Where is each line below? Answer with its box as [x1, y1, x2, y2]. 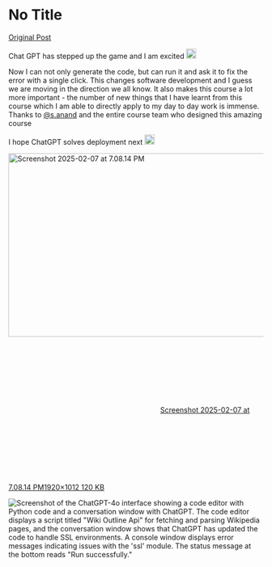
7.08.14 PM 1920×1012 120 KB [8, 482, 105, 492]
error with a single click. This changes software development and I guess [8, 75, 253, 85]
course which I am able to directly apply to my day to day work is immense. [8, 101, 260, 111]
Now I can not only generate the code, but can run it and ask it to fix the [8, 66, 249, 76]
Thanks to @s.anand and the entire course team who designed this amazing [8, 109, 262, 119]
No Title [8, 6, 63, 24]
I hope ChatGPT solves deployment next [8, 137, 143, 146]
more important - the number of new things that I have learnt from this [8, 92, 243, 102]
